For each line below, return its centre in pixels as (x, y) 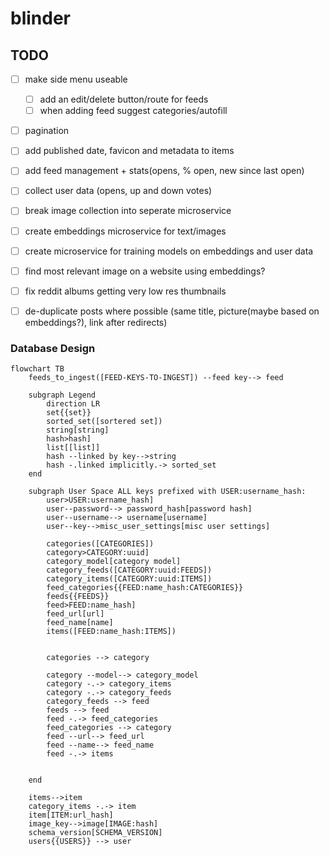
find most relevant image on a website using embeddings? (145, 271)
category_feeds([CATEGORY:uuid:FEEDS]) (129, 570)
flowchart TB (37, 369)
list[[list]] (73, 448)
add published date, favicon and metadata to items (129, 151)
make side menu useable (76, 79)
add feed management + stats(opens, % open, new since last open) (164, 171)
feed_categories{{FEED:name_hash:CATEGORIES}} (145, 588)
